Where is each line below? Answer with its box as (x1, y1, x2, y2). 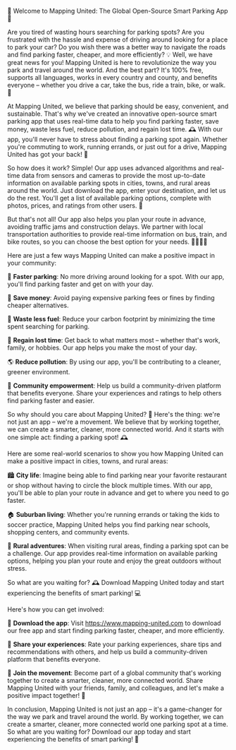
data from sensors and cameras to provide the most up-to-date (21, 172, 206, 179)
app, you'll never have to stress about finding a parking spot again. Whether (7, 135, 228, 143)
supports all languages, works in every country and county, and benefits (7, 73, 218, 81)
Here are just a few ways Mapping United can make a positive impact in (7, 251, 215, 259)
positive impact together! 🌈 (7, 691, 86, 699)
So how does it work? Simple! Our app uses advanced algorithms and (7, 164, 209, 172)
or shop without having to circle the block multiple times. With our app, (7, 481, 213, 489)
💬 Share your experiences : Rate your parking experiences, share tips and (7, 640, 222, 648)
